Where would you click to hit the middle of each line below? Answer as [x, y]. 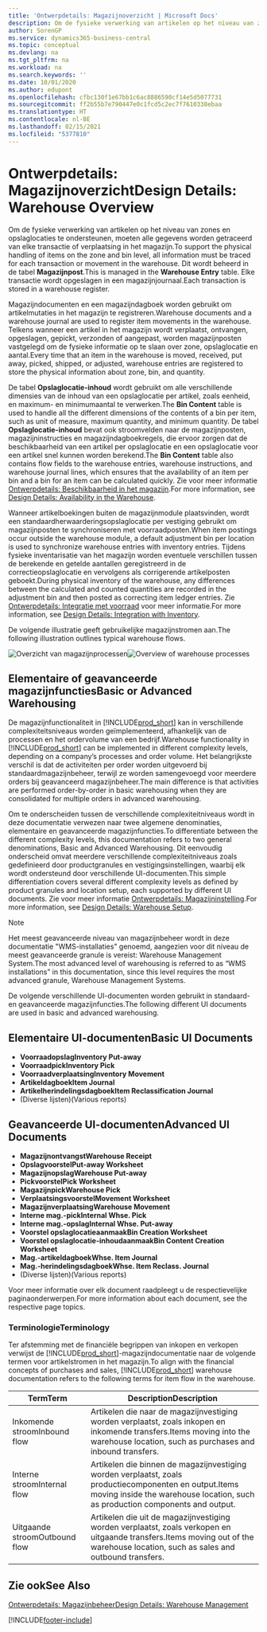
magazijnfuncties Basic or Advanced [100, 691]
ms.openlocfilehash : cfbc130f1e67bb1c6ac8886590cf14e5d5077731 [115, 97]
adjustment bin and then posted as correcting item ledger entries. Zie [122, 597]
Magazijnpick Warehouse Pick [70, 1190]
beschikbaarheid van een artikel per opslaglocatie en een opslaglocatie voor [133, 446]
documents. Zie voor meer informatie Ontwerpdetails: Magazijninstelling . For [133, 899]
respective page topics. [47, 1307]
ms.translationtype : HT [48, 112]
